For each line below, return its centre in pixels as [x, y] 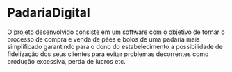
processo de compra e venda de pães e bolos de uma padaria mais [103, 39]
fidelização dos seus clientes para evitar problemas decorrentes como [108, 54]
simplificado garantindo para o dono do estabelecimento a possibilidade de [115, 46]
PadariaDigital [49, 13]
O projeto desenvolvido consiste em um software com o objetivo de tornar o [116, 32]
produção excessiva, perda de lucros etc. [67, 61]
